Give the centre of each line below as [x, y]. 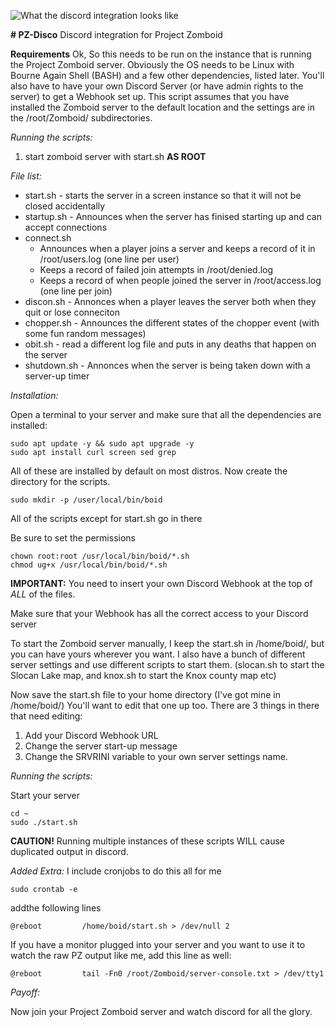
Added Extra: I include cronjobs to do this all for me [116, 871]
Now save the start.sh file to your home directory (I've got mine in [145, 694]
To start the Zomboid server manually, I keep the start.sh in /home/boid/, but [167, 643]
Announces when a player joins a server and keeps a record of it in [177, 248]
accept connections [66, 227]
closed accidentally [65, 206]
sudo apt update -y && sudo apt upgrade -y [102, 444]
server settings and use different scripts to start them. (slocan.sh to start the [167, 664]
